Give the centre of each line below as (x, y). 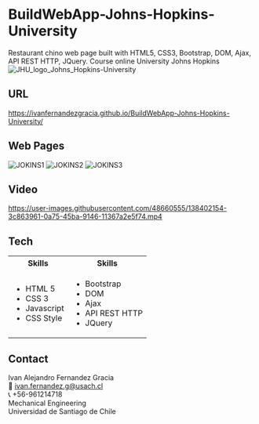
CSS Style (44, 318)
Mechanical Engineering (47, 403)
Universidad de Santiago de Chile (62, 411)
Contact (28, 359)
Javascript (45, 309)
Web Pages (36, 146)
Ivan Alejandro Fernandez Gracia (61, 377)
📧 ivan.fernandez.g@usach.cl (56, 386)
